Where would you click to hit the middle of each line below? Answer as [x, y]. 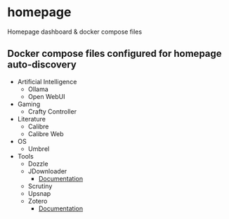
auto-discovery [42, 65]
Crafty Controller [52, 111]
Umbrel [39, 149]
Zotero [38, 201]
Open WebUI [46, 96]
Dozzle [38, 164]
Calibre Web [46, 133]
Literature [31, 119]
